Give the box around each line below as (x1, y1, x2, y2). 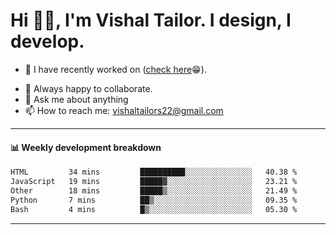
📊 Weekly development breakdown (10, 141, 162, 153)
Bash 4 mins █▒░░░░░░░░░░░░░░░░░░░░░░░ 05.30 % (10, 204, 298, 214)
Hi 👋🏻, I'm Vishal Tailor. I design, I (10, 9, 292, 32)
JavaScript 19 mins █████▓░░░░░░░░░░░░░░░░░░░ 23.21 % (10, 177, 298, 187)
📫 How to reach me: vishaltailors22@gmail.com (24, 104, 224, 116)
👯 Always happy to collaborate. (24, 82, 153, 94)
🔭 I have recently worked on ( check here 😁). (24, 63, 207, 75)
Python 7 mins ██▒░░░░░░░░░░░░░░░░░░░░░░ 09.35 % (10, 195, 298, 205)
